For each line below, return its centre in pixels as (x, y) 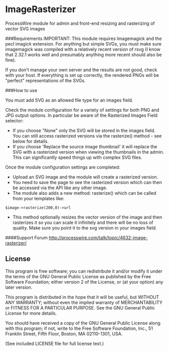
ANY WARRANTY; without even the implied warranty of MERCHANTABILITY (84, 302)
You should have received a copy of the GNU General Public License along (83, 323)
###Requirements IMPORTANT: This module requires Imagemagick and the (84, 38)
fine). (11, 60)
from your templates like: (38, 198)
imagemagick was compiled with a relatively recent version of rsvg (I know (83, 49)
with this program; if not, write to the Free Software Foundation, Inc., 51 (79, 328)
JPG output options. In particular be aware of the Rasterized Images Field (81, 115)
